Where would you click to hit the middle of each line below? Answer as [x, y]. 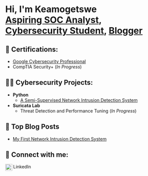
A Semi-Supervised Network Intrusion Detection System [79, 100]
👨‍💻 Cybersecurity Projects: [49, 82]
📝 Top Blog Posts [32, 127]
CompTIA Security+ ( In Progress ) [47, 67]
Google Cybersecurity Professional [49, 61]
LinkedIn [22, 167]
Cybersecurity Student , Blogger [74, 31]
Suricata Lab [26, 105]
